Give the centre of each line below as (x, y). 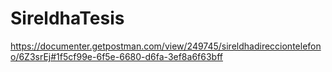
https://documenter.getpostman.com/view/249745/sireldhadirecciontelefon (166, 46)
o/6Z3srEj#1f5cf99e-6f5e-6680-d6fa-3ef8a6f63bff (116, 56)
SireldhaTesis (67, 18)
